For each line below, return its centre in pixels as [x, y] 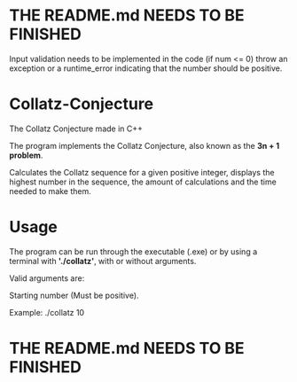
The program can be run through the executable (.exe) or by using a [133, 251]
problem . [26, 155]
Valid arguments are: [47, 278]
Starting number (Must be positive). [74, 295]
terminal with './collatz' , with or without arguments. [103, 261]
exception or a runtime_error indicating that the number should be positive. [146, 68]
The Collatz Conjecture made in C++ [76, 129]
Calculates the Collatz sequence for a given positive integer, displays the [142, 172]
